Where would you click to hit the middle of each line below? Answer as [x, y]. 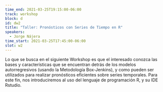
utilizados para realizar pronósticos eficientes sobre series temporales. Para [81, 75]
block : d [14, 18]
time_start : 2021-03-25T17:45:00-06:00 [45, 41]
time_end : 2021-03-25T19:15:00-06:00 [43, 9]
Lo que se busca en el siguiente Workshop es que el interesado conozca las [81, 59]
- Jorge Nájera [25, 37]
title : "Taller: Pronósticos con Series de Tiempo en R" [64, 28]
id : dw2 [13, 23]
